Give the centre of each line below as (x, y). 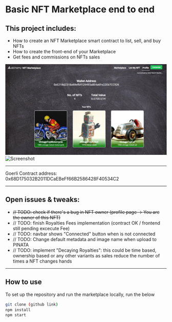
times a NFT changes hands (42, 261)
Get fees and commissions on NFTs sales (56, 57)
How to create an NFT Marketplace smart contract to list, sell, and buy (87, 41)
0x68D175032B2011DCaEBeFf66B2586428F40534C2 (62, 179)
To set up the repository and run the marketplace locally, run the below (80, 294)
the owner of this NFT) (37, 217)
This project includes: (41, 28)
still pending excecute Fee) (41, 228)
